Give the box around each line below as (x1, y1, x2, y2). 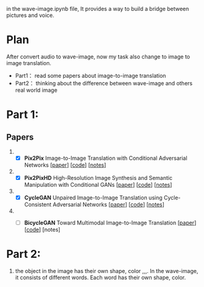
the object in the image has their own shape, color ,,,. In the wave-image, (15, 268, 199, 275)
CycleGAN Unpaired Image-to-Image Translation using (24, 194, 163, 201)
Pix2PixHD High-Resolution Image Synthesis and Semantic (24, 175, 172, 181)
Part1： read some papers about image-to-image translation (15, 72, 166, 79)
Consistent (24, 201, 52, 209)
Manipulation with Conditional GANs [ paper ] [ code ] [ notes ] (24, 181, 172, 188)
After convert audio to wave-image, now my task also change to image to (6, 53, 191, 60)
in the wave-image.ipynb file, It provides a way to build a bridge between (6, 5, 189, 12)
